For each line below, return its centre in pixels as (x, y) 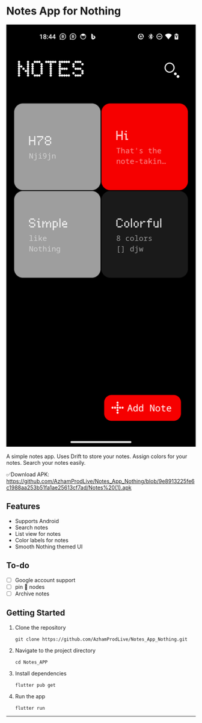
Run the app (30, 696)
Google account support (45, 580)
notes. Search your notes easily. (46, 462)
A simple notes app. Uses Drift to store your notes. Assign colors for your (97, 456)
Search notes (31, 527)
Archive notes (32, 594)
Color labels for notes (42, 540)
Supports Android (37, 521)
